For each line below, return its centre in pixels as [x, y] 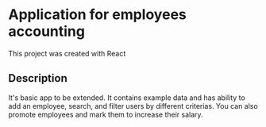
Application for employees [97, 15]
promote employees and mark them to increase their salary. [106, 114]
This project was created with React [67, 53]
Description [38, 78]
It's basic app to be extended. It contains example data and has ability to [127, 98]
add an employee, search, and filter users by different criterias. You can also [133, 106]
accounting [47, 31]
